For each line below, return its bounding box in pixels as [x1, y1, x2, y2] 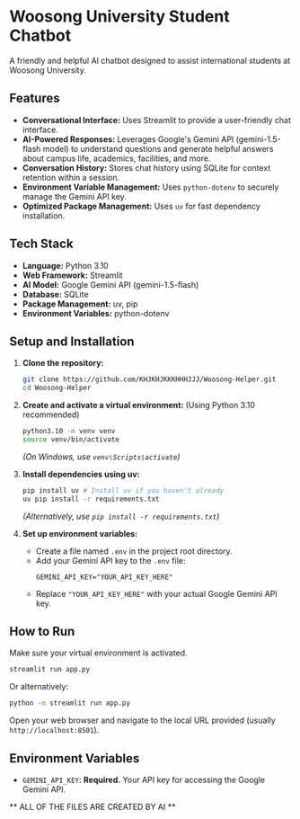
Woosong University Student [9, 6, 231, 27]
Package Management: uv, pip [22, 298, 138, 309]
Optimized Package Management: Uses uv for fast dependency [22, 200, 260, 211]
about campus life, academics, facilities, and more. [22, 153, 211, 164]
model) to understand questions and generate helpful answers [42, 143, 274, 154]
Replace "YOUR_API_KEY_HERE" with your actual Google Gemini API [35, 588, 278, 599]
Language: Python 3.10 [22, 260, 110, 271]
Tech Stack [9, 236, 74, 252]
